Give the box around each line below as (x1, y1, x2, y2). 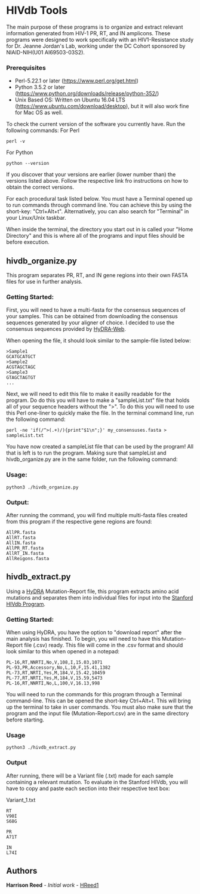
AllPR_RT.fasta (6, 545, 44, 551)
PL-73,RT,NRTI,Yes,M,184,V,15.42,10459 (6, 670, 106, 676)
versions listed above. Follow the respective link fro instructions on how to (6, 177, 189, 185)
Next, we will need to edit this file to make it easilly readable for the (6, 391, 171, 398)
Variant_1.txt (6, 796, 36, 803)
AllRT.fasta (6, 534, 36, 540)
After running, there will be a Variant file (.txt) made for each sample (6, 772, 174, 779)
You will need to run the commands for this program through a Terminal (6, 691, 182, 698)
